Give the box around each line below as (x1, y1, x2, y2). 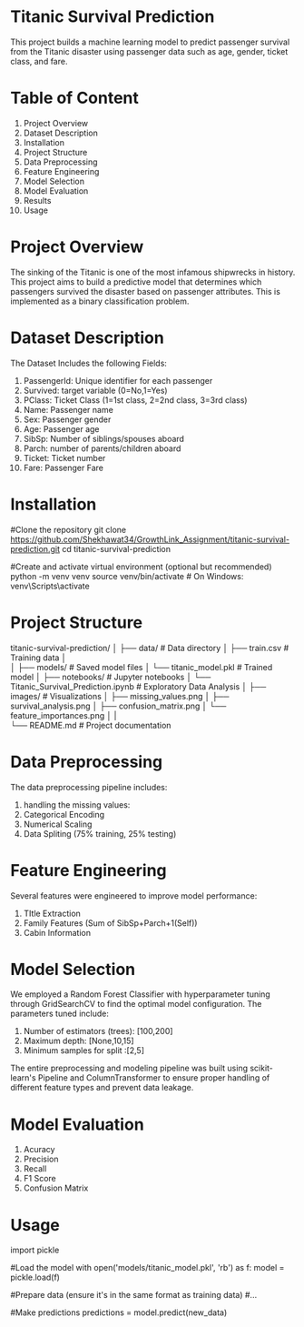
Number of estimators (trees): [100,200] (23, 1026, 173, 1037)
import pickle (10, 1244, 60, 1256)
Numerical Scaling (23, 819, 93, 829)
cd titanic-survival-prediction (61, 543, 172, 554)
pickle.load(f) (10, 1272, 60, 1283)
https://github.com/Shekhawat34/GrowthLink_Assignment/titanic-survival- (10, 534, 289, 545)
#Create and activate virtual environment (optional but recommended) (10, 561, 272, 572)
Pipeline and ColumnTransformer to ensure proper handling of (37, 1072, 270, 1083)
